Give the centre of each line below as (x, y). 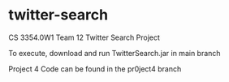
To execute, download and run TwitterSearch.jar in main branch (114, 53)
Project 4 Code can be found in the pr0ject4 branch (95, 69)
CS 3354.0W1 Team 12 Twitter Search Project (84, 37)
